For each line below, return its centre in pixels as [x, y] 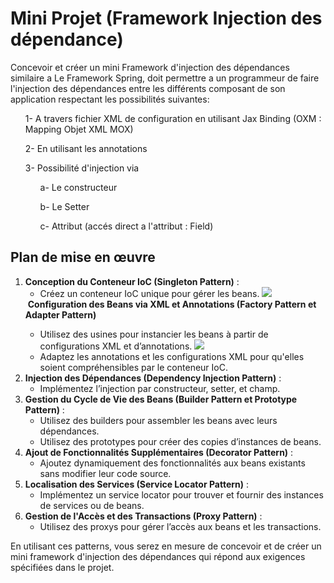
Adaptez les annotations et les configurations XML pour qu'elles [172, 356]
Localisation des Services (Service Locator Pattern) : [137, 484]
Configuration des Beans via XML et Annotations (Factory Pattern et [172, 304]
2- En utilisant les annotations [86, 148]
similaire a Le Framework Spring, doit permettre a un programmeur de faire [165, 78]
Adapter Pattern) [60, 314]
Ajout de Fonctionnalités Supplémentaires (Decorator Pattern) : [159, 452]
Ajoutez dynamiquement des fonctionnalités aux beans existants [172, 463]
